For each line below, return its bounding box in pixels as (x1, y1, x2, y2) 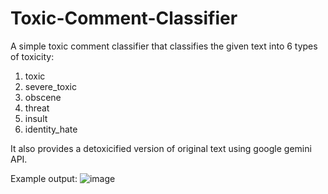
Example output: (10, 172, 78, 184)
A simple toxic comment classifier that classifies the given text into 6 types (10, 40, 318, 52)
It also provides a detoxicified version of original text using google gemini (10, 142, 312, 154)
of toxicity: (10, 50, 55, 62)
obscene (24, 91, 62, 103)
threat (24, 102, 50, 114)
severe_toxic (24, 80, 77, 92)
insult (24, 112, 48, 124)
